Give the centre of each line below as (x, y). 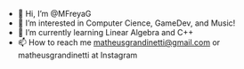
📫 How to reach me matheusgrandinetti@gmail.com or (119, 42)
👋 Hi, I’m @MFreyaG (54, 14)
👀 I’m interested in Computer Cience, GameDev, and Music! (126, 23)
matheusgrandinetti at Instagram (77, 55)
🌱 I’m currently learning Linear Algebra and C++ (106, 32)
